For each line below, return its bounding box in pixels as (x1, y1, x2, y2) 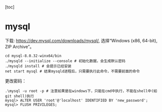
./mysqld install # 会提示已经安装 (5, 64, 72, 68)
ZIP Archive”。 (5, 44, 34, 49)
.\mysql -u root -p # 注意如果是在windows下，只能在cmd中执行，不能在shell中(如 (5, 88, 157, 94)
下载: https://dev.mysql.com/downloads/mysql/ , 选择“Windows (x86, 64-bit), (5, 37, 158, 43)
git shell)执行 (5, 94, 34, 98)
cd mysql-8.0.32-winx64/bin (5, 53, 62, 58)
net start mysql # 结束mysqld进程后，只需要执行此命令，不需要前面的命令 (5, 69, 140, 74)
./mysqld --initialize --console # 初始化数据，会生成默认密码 (5, 58, 126, 64)
